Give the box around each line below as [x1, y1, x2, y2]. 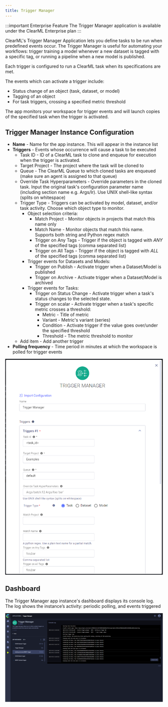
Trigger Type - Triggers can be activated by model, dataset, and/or [19, 200, 158, 206]
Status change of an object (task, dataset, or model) [12, 88, 120, 94]
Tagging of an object [12, 93, 55, 99]
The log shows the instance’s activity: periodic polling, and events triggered [5, 603, 161, 609]
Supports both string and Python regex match [34, 232, 129, 238]
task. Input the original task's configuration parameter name [19, 184, 143, 190]
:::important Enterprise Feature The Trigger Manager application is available [5, 23, 161, 29]
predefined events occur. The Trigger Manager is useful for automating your [5, 43, 162, 49]
